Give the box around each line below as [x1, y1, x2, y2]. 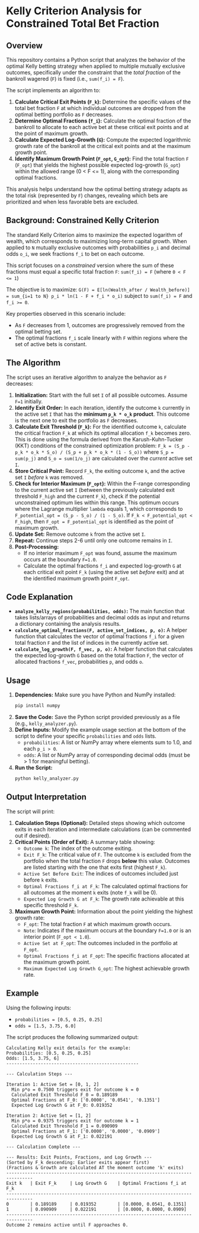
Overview [6, 40, 43, 51]
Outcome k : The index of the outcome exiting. [23, 845, 133, 852]
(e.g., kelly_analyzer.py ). [14, 720, 78, 727]
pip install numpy [14, 703, 60, 709]
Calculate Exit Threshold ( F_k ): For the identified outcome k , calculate [14, 423, 187, 430]
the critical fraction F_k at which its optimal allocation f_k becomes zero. [14, 429, 191, 437]
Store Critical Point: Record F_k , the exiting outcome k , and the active [14, 467, 185, 474]
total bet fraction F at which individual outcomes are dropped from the [14, 105, 186, 111]
